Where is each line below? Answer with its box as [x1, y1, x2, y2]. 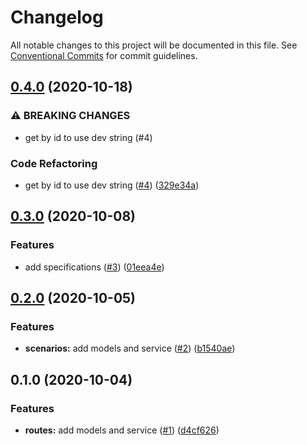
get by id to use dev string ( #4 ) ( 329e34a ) [24, 179, 200, 191]
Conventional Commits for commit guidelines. [10, 49, 198, 61]
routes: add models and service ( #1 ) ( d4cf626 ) [24, 424, 220, 436]
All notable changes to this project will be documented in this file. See [10, 39, 298, 51]
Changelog [10, 6, 104, 29]
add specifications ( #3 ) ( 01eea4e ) [24, 261, 165, 273]
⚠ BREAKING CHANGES [10, 109, 131, 123]
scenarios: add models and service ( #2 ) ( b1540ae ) [24, 342, 236, 355]
